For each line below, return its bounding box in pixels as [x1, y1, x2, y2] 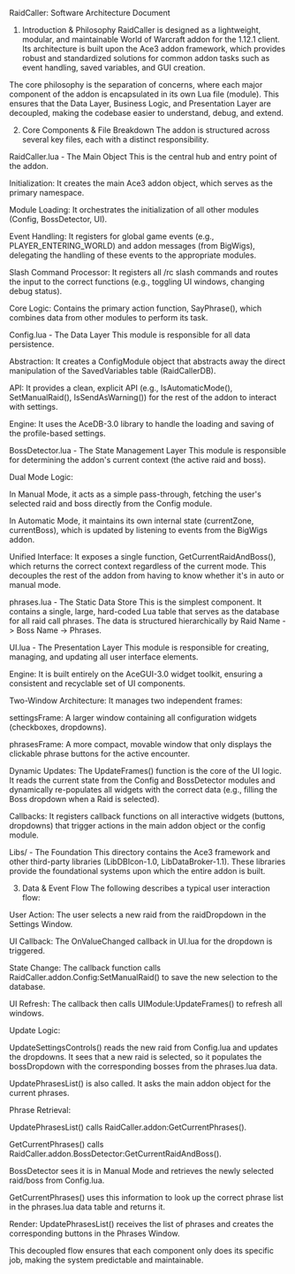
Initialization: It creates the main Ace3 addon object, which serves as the [9, 178, 274, 189]
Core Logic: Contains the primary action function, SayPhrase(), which [9, 303, 262, 313]
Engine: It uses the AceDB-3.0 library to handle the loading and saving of [9, 419, 275, 429]
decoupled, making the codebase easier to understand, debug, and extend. [9, 108, 284, 118]
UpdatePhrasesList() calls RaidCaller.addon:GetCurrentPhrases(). [9, 1122, 247, 1132]
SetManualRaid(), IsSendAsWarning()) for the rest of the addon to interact [9, 392, 277, 402]
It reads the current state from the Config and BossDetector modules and [9, 775, 276, 785]
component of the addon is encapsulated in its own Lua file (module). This [9, 89, 280, 99]
